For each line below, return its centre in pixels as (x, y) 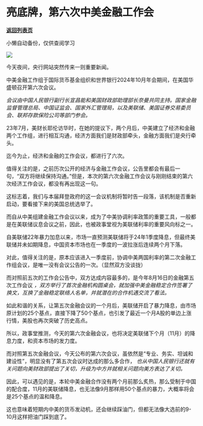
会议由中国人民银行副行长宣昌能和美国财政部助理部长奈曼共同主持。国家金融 (101, 100)
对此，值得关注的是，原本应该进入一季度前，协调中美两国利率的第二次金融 (98, 257)
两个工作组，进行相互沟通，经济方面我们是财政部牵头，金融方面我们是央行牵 (101, 135)
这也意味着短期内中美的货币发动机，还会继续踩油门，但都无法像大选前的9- (99, 409)
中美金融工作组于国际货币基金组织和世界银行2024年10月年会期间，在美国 (97, 79)
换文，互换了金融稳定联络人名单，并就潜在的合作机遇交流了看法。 (88, 292)
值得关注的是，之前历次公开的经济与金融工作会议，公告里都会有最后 (91, 168)
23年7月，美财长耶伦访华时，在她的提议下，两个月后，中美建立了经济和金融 (101, 128)
